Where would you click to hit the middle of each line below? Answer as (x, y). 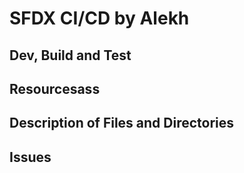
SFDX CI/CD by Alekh (99, 18)
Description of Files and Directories (122, 123)
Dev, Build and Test (70, 55)
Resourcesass (55, 88)
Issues (30, 157)
